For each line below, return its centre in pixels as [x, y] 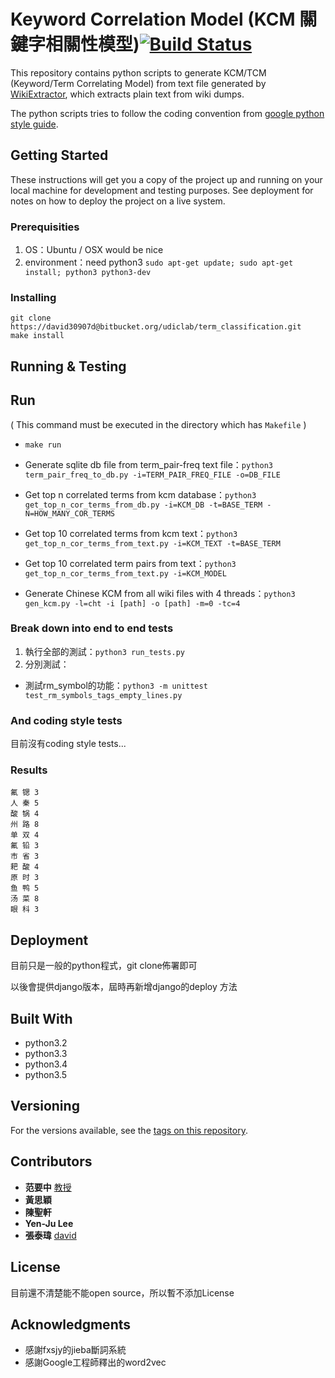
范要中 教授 [48, 1187]
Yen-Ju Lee [49, 1223]
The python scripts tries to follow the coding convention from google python [167, 113]
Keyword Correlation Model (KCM [153, 19]
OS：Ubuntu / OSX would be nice [94, 250]
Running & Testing [68, 366]
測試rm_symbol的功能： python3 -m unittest [116, 685]
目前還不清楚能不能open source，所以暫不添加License [122, 1292]
